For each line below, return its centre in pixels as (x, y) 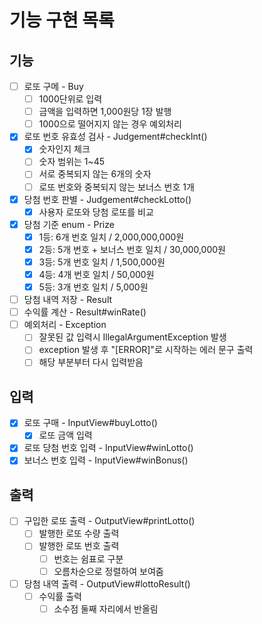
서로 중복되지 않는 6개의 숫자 (95, 174)
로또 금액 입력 (65, 435)
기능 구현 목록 (62, 20)
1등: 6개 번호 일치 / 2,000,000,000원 (111, 237)
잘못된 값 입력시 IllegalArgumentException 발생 (132, 337)
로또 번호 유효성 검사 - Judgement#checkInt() (115, 137)
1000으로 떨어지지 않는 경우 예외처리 (110, 124)
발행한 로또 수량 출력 (79, 533)
